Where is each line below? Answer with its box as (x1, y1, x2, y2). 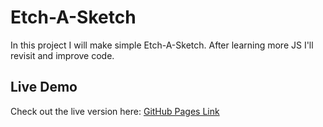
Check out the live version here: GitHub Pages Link (10, 105, 220, 117)
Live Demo (10, 79, 78, 96)
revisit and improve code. (10, 49, 115, 61)
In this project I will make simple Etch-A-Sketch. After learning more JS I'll (10, 39, 314, 51)
